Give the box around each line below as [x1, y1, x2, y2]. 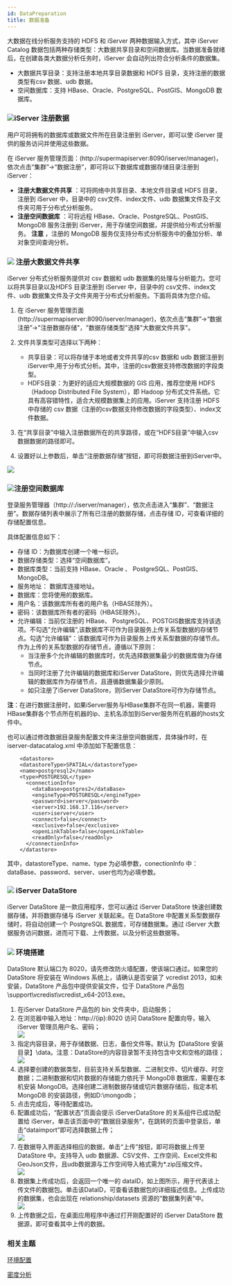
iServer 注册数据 [14, 114, 70, 123]
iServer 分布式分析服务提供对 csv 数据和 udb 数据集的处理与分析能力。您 [7, 274, 215, 283]
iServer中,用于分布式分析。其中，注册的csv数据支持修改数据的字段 [27, 362, 218, 370]
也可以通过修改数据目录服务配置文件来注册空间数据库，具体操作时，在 [7, 733, 208, 742]
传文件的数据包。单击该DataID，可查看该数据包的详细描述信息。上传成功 [17, 1185, 225, 1194]
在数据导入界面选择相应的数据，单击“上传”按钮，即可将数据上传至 [17, 1142, 206, 1151]
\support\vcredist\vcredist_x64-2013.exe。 [7, 990, 130, 999]
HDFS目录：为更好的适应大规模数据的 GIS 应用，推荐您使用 [27, 379, 197, 387]
